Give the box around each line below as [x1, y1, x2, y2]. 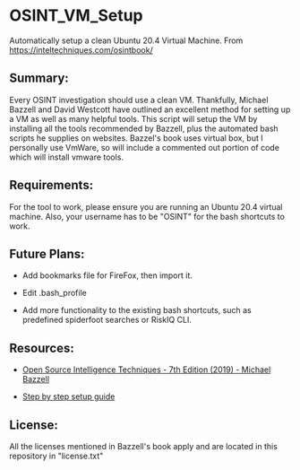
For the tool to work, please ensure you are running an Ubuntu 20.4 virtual [9, 201, 283, 212]
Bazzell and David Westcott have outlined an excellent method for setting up [9, 104, 291, 115]
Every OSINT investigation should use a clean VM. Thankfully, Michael [9, 94, 269, 105]
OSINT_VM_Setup [9, 5, 143, 26]
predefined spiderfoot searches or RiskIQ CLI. [21, 315, 193, 326]
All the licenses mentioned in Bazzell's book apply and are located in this [9, 441, 278, 451]
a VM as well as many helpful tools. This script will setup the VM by [9, 113, 258, 124]
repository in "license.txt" [9, 450, 104, 461]
